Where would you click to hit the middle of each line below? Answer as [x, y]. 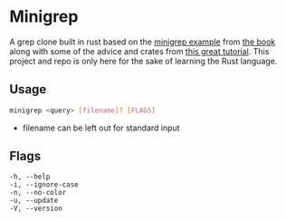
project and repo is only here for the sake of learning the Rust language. [143, 61]
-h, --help [30, 177]
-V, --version [36, 209]
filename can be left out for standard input [101, 128]
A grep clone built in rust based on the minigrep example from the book [143, 42]
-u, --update [34, 201]
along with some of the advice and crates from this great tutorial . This [139, 51]
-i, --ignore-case [44, 185]
